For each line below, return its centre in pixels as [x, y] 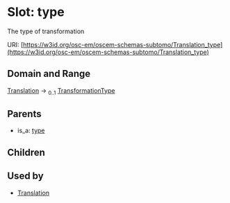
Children [26, 152]
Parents [24, 114]
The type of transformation [46, 31]
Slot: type [36, 12]
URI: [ [15, 44]
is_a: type [31, 131]
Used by [25, 176]
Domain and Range [49, 74]
